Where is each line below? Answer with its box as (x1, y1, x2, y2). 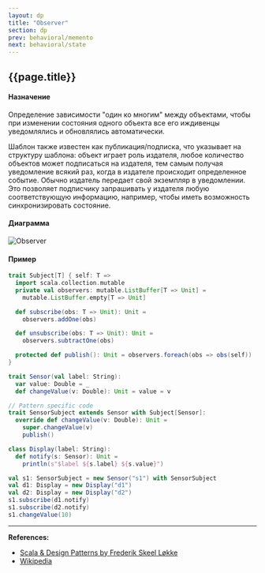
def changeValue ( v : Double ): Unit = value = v (15, 388, 171, 395)
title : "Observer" (8, 19, 69, 27)
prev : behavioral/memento (8, 33, 93, 42)
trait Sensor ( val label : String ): (8, 373, 122, 380)
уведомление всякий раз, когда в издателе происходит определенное (8, 167, 247, 176)
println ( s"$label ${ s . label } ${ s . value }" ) (22, 459, 164, 468)
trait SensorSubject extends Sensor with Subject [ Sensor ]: (8, 409, 207, 417)
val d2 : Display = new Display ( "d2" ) (8, 489, 132, 497)
